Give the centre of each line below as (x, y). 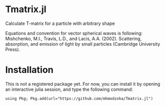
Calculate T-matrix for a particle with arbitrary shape (60, 23)
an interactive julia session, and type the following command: (69, 89)
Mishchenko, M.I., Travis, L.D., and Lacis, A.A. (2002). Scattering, (74, 39)
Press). (13, 49)
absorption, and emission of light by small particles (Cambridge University (83, 44)
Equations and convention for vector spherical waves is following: (74, 33)
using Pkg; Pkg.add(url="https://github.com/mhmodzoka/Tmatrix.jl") (79, 98)
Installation (29, 70)
